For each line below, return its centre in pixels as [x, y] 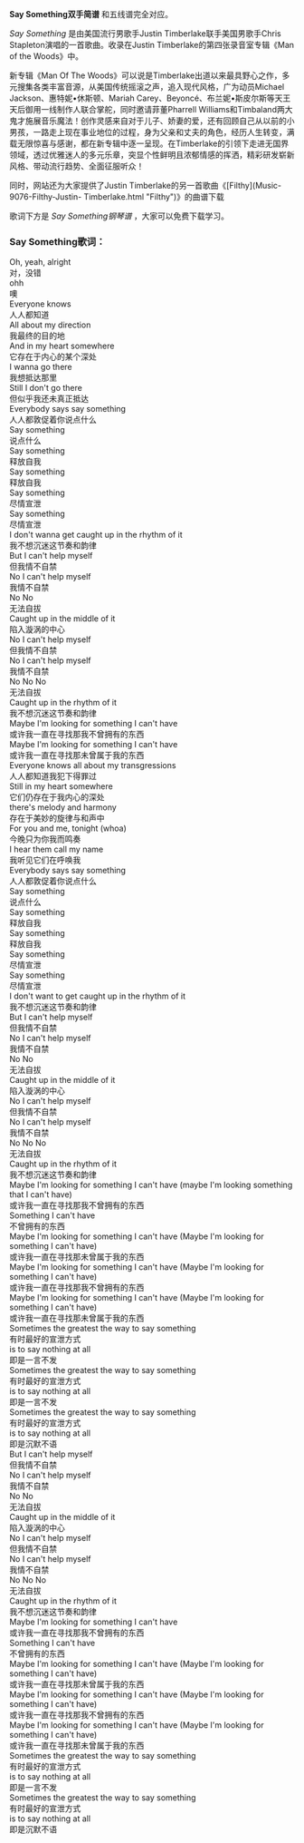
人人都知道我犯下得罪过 [53, 776]
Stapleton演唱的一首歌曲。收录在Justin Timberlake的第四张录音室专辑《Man [152, 45]
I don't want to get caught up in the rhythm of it [97, 996]
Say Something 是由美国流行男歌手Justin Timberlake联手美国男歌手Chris [146, 34]
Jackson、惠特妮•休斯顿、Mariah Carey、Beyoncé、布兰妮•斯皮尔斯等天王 [150, 98]
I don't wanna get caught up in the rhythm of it [96, 535]
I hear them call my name [57, 849]
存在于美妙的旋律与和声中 [57, 818]
